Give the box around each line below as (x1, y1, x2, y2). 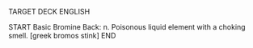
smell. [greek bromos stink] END (8, 31, 116, 40)
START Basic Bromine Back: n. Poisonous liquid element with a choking (8, 22, 246, 31)
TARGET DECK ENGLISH (8, 7, 91, 16)
